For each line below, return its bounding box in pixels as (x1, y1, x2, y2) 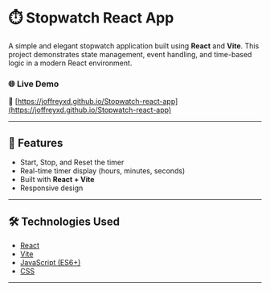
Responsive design (19, 183, 84, 193)
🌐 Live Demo (8, 78, 59, 89)
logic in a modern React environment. (8, 58, 133, 68)
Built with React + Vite (19, 175, 95, 185)
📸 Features (8, 136, 63, 150)
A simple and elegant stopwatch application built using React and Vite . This (8, 40, 260, 51)
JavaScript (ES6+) (19, 257, 81, 267)
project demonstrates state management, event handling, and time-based (8, 49, 252, 59)
